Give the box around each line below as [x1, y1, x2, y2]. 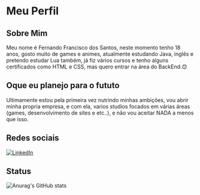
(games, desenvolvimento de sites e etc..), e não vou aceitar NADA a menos [6, 109, 194, 116]
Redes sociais [6, 133, 59, 143]
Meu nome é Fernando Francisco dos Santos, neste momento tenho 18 [6, 44, 181, 51]
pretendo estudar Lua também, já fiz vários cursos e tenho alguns [6, 57, 169, 64]
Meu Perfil [6, 4, 59, 18]
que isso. [6, 115, 29, 122]
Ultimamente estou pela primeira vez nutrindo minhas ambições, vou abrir [6, 96, 189, 103]
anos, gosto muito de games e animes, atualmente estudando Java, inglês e [6, 50, 193, 58]
